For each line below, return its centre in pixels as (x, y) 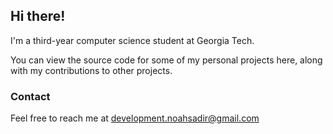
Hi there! (38, 16)
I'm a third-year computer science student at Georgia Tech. (132, 40)
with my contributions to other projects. (91, 70)
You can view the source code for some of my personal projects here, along (166, 60)
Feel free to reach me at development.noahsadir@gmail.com (135, 118)
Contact (30, 96)
